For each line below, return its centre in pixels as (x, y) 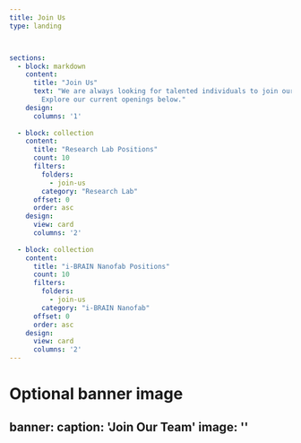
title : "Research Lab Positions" (95, 150)
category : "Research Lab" (90, 191)
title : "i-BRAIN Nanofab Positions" (101, 266)
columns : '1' (57, 116)
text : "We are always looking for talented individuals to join (155, 91)
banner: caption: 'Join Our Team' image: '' (129, 427)
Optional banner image (96, 394)
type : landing (36, 26)
